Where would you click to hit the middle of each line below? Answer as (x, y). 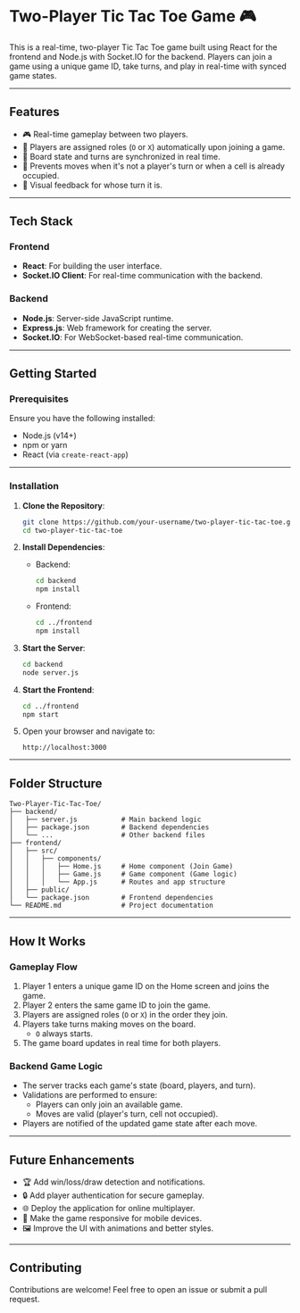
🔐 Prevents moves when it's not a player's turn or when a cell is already (154, 166)
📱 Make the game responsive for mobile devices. (112, 1218)
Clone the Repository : (63, 505)
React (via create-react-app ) (75, 454)
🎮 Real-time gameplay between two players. (105, 134)
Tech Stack (41, 222)
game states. (33, 75)
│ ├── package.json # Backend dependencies (109, 827)
